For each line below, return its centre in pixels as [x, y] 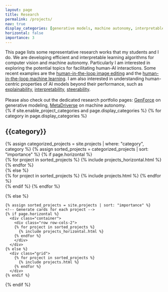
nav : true [15, 24]
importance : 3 [20, 38]
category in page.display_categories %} [46, 116]
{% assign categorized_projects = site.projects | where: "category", [74, 144]
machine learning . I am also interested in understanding [87, 79]
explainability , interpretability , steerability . [48, 89]
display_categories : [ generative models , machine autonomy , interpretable [85, 29]
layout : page [19, 10]
